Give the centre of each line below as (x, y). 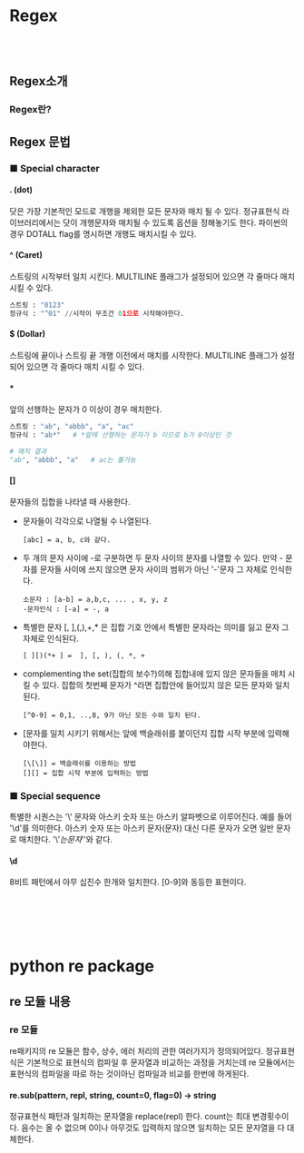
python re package (82, 966)
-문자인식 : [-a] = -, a (65, 609)
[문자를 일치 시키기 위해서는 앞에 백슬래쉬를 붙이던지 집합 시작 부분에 (144, 733)
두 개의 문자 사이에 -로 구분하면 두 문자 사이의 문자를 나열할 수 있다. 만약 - (153, 557)
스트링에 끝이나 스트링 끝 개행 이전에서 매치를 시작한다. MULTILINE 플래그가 (144, 355)
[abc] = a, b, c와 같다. (67, 540)
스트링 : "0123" (37, 305)
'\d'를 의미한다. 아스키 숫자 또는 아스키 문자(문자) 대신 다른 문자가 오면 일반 (142, 828)
